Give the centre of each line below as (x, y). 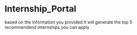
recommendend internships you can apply (47, 27)
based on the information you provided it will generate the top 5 (68, 22)
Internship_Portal (40, 9)
